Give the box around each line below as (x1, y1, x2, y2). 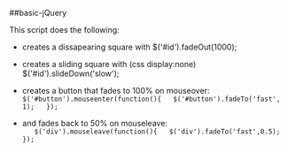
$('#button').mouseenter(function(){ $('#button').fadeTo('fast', (21, 95, 281, 103)
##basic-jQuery (9, 8, 67, 18)
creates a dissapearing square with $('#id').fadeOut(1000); (21, 42, 237, 52)
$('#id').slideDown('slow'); (21, 68, 120, 79)
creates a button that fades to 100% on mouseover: (21, 86, 210, 95)
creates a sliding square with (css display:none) (21, 59, 197, 69)
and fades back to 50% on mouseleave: (21, 118, 168, 128)
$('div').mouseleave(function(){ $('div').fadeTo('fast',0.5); (34, 127, 281, 136)
